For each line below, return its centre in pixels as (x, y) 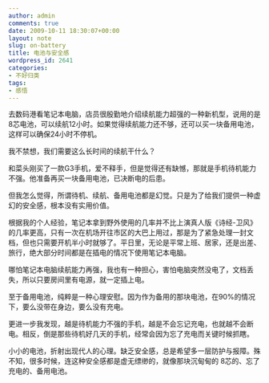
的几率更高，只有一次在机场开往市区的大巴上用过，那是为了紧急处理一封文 (131, 233)
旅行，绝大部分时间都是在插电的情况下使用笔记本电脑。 (99, 253)
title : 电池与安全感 (39, 53)
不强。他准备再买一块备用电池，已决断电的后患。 (89, 178)
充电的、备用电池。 (40, 371)
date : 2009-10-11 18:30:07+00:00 (64, 31)
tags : (17, 83)
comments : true (34, 23)
